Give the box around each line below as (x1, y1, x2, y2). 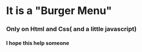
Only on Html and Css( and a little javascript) (6, 25, 137, 33)
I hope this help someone (6, 39, 70, 46)
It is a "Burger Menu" (6, 4, 112, 18)
